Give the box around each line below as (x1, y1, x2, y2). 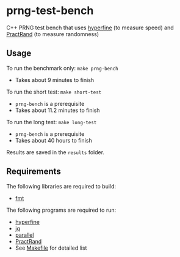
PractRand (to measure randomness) (6, 30, 99, 37)
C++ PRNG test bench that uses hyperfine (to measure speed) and (6, 24, 174, 31)
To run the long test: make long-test (6, 118, 97, 125)
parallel (15, 231, 34, 239)
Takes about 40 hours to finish (15, 136, 93, 144)
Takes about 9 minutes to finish (15, 76, 95, 83)
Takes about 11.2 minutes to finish (15, 106, 100, 114)
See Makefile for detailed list (15, 244, 87, 251)
